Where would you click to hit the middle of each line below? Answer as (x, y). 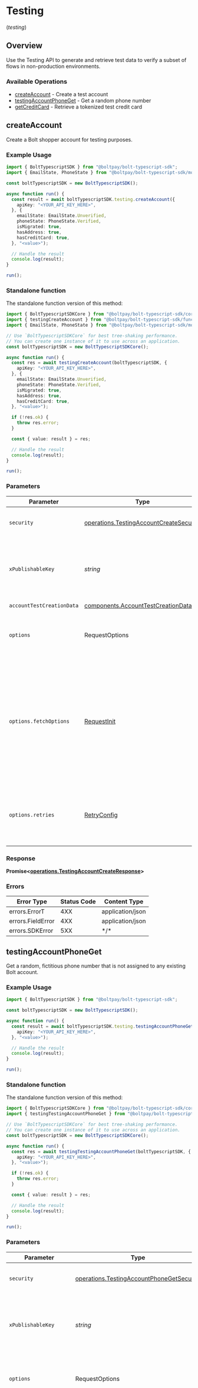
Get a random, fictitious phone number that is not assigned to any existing (96, 966)
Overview (24, 46)
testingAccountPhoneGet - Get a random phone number (83, 101)
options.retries (32, 815)
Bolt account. (22, 972)
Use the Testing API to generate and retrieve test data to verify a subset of (96, 60)
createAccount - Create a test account (61, 94)
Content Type (124, 902)
